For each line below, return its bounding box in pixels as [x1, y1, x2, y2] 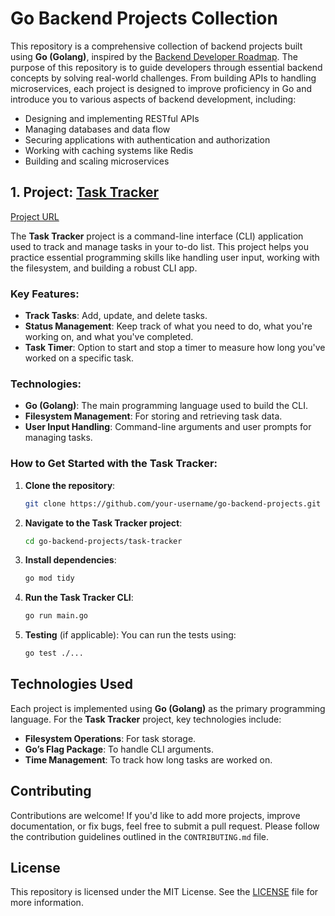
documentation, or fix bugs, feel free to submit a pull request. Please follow [10, 820, 320, 832]
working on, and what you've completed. [24, 331, 194, 343]
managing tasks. [24, 432, 93, 444]
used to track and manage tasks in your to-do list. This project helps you [10, 240, 310, 252]
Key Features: [10, 287, 80, 301]
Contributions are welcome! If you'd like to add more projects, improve [10, 809, 301, 821]
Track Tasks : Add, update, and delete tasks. [24, 310, 208, 322]
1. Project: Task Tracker [10, 184, 160, 201]
